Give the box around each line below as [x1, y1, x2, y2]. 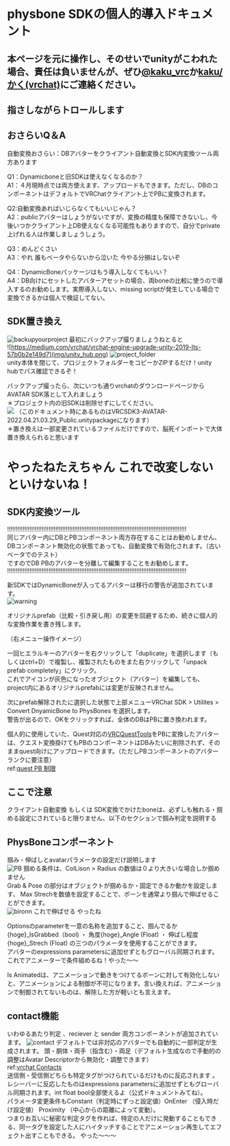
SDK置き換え [7, 315, 63, 327]
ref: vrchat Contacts [7, 1063, 62, 1072]
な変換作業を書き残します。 [7, 620, 85, 628]
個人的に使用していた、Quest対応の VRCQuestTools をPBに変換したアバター [7, 730, 220, 738]
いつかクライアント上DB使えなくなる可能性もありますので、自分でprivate [12, 221, 220, 229]
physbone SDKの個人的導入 [7, 6, 166, 22]
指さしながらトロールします [7, 104, 125, 115]
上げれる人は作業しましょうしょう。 [7, 229, 110, 238]
